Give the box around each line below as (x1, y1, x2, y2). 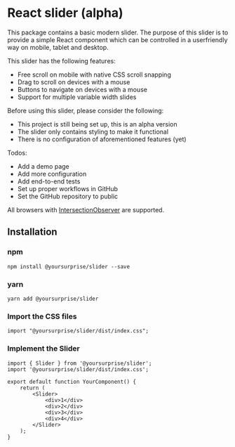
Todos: (7, 148, 27, 157)
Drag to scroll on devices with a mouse (17, 77, 130, 86)
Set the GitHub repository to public (17, 192, 119, 200)
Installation (7, 226, 58, 238)
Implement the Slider (7, 344, 80, 354)
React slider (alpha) (7, 5, 124, 21)
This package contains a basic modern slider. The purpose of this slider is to (7, 28, 229, 37)
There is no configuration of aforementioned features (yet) (17, 135, 187, 143)
